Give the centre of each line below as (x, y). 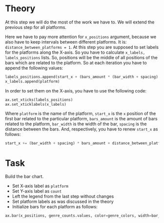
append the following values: (34, 68)
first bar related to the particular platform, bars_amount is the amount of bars (81, 119)
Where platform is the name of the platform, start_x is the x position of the (81, 113)
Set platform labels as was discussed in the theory (63, 201)
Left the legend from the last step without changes (63, 197)
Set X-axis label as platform (40, 186)
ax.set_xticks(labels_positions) (39, 100)
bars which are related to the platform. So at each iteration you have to (76, 63)
